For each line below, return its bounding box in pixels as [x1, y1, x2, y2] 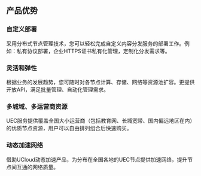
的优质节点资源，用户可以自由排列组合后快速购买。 [6, 125, 132, 132]
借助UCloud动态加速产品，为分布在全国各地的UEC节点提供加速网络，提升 [6, 156, 188, 163]
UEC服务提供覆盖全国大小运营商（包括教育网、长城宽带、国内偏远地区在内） [6, 117, 193, 125]
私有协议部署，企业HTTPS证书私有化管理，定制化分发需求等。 [16, 47, 170, 54]
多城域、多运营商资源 [6, 102, 68, 111]
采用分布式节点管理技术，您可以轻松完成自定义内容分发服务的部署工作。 [6, 40, 184, 47]
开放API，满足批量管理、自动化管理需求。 [6, 86, 109, 93]
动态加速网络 [6, 141, 44, 150]
